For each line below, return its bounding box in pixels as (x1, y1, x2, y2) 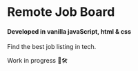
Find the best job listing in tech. (7, 43, 97, 51)
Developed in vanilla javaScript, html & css (7, 27, 132, 35)
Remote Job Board (7, 4, 115, 20)
